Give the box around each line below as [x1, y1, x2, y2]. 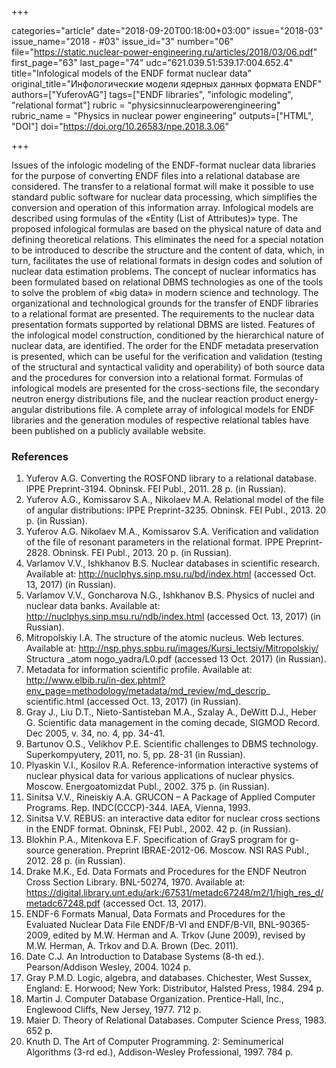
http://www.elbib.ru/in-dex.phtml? [25, 674, 166, 686]
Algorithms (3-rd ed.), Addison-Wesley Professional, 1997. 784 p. [25, 1046, 294, 1058]
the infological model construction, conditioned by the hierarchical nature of [11, 329, 325, 341]
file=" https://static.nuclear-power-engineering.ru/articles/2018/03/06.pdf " [11, 46, 318, 58]
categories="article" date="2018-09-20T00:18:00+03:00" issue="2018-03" [11, 25, 324, 36]
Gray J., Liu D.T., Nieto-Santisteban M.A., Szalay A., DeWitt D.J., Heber [25, 706, 317, 718]
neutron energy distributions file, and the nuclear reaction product [11, 393, 284, 405]
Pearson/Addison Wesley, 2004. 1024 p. [25, 961, 192, 973]
